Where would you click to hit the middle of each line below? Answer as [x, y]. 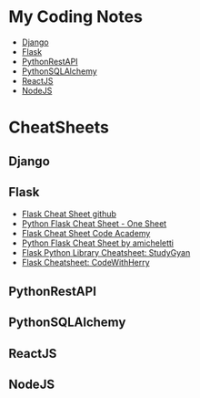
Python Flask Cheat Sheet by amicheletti [98, 243]
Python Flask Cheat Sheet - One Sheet [94, 224]
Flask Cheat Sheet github [69, 214]
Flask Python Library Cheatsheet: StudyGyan [106, 253]
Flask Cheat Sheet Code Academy [86, 234]
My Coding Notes [75, 17]
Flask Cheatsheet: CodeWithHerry [86, 263]
